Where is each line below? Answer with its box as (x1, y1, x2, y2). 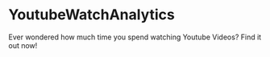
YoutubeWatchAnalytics (8, 6, 176, 24)
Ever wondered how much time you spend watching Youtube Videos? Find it (8, 32, 262, 42)
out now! (8, 40, 38, 50)
